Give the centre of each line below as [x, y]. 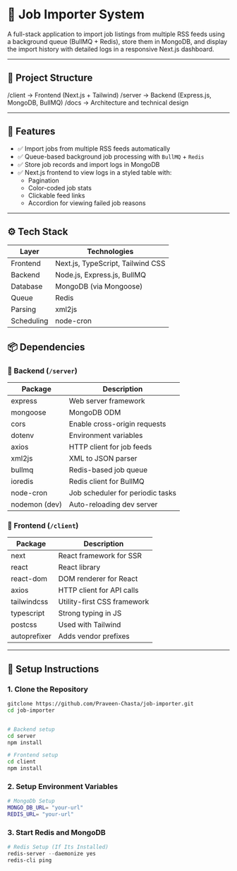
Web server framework [107, 401]
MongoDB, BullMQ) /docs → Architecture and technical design [98, 103]
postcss [24, 625]
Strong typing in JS [90, 613]
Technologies [110, 252]
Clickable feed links [56, 195]
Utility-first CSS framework [104, 602]
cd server [22, 736]
